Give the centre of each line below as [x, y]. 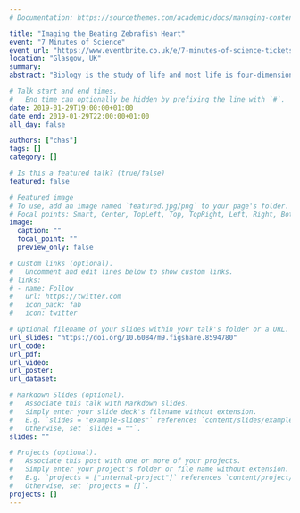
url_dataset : [33, 379]
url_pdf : [25, 354]
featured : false [39, 181]
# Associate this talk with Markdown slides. [100, 403]
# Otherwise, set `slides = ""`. [75, 428]
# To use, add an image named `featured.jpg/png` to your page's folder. [150, 206]
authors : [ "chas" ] [43, 141]
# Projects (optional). [54, 453]
